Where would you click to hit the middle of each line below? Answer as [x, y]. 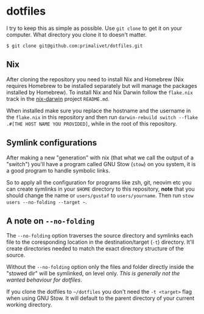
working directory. [29, 305]
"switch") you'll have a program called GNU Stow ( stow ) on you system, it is [101, 164]
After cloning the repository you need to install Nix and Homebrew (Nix [95, 79]
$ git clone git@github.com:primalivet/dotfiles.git [75, 46]
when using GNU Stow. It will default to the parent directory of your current [100, 298]
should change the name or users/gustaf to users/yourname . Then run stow [100, 195]
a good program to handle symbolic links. [58, 170]
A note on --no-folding [51, 221]
